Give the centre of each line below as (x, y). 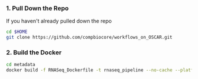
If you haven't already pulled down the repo (59, 21)
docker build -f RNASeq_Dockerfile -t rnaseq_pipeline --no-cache (89, 70)
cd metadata (21, 65)
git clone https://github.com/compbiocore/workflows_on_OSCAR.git (89, 37)
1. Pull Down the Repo (37, 8)
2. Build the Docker (34, 52)
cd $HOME (17, 32)
